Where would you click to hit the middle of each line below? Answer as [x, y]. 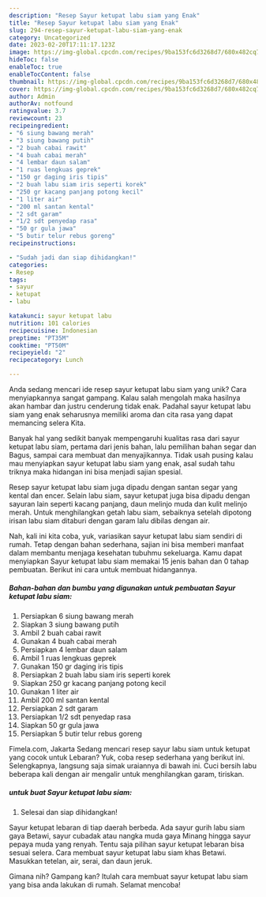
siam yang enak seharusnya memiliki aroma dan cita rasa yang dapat [121, 415]
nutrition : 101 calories [50, 323]
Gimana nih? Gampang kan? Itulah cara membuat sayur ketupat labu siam [129, 876]
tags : [18, 280]
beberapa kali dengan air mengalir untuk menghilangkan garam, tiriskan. [127, 774]
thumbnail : [27, 81]
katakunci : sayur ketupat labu [60, 316]
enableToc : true [36, 67]
